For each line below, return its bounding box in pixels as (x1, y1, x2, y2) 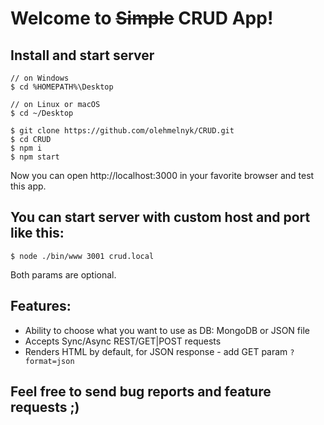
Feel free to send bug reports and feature (10, 383, 272, 401)
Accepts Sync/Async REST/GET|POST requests (24, 335, 222, 347)
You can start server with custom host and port (10, 209, 311, 226)
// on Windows (10, 73, 70, 83)
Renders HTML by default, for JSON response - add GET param (24, 345, 288, 357)
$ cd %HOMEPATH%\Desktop (10, 82, 114, 92)
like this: (10, 225, 65, 242)
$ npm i (10, 143, 43, 153)
